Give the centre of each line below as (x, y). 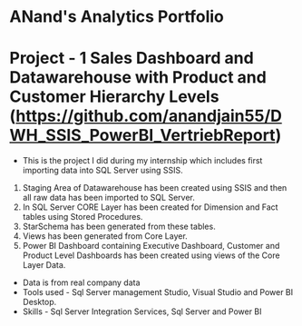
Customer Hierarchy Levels (114, 97)
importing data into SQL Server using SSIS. (102, 171)
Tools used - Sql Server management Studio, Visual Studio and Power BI (158, 292)
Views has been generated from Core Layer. (105, 236)
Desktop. (39, 302)
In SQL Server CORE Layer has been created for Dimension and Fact (150, 207)
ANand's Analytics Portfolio (117, 17)
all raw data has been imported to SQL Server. (108, 198)
